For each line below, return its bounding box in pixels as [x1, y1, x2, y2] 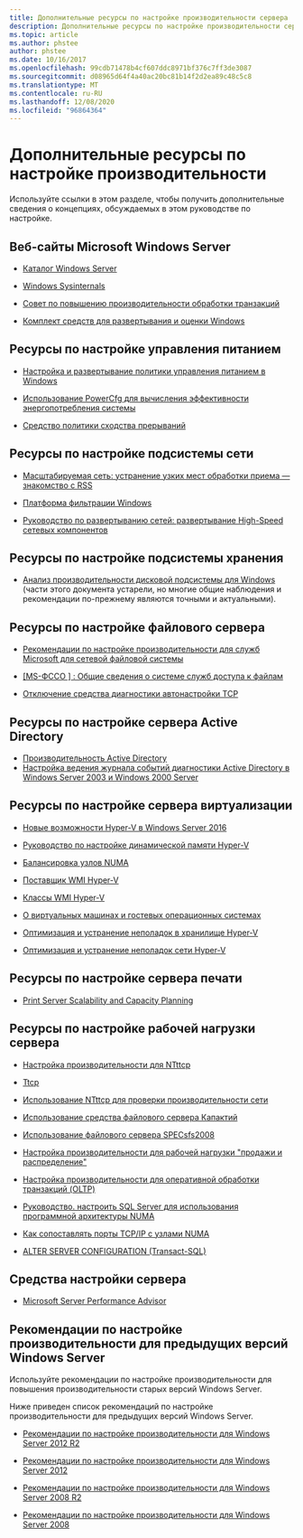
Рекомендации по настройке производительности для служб [22, 643, 261, 655]
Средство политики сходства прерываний [22, 419, 187, 430]
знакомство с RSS [22, 480, 93, 491]
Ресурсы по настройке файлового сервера [9, 620, 266, 635]
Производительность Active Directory [22, 753, 168, 764]
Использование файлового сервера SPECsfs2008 [22, 1129, 215, 1139]
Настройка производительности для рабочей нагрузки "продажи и [22, 1147, 282, 1158]
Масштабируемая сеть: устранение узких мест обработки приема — [22, 470, 290, 481]
